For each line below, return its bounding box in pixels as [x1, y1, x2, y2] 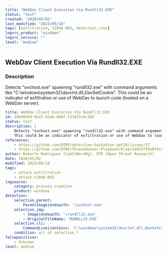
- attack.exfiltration [14, 170, 61, 175]
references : [5, 137, 30, 142]
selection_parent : [14, 198, 52, 203]
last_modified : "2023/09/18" [5, 21, 66, 26]
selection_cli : [14, 221, 46, 226]
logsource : [5, 179, 28, 184]
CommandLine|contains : [23, 226, 70, 231]
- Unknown [14, 240, 35, 245]
